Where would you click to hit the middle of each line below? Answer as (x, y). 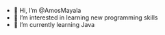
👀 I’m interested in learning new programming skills (86, 17)
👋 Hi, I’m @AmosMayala (47, 10)
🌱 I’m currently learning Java (54, 25)
